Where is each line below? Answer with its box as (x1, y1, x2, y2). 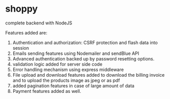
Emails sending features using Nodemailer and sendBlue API (12, 50, 140, 56)
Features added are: (5, 29, 48, 36)
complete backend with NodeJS (5, 20, 73, 26)
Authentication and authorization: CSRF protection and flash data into (12, 39, 158, 46)
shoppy (5, 3, 38, 15)
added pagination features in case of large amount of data (12, 82, 134, 89)
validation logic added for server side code (12, 61, 103, 67)
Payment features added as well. (12, 88, 81, 94)
